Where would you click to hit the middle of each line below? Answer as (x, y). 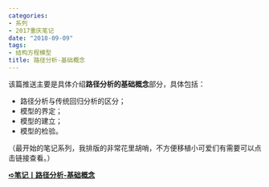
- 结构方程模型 (30, 53)
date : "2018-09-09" (41, 38)
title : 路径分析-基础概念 (47, 61)
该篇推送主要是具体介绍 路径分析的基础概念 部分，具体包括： (107, 84)
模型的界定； (41, 111)
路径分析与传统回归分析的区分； (73, 101)
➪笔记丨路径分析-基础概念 (52, 175)
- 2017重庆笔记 (31, 30)
